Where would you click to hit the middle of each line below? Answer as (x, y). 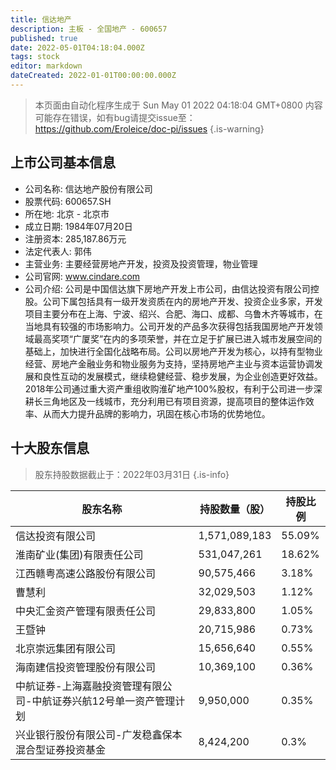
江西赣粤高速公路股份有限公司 (86, 573)
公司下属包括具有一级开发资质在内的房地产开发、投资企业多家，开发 (182, 301)
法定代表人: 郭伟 (58, 251)
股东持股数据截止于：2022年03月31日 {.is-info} (132, 474)
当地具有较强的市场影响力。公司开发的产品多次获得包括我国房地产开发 (169, 326)
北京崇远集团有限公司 (66, 648)
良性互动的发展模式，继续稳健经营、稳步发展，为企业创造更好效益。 (182, 376)
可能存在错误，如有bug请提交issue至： (115, 117)
